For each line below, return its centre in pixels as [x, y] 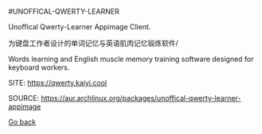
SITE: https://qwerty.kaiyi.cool [58, 83]
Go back [22, 122]
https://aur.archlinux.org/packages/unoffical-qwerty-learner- [141, 98]
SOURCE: [24, 98]
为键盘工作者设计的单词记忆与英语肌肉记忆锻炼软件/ [94, 43]
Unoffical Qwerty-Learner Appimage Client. [80, 27]
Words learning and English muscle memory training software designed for [131, 59]
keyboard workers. [39, 67]
